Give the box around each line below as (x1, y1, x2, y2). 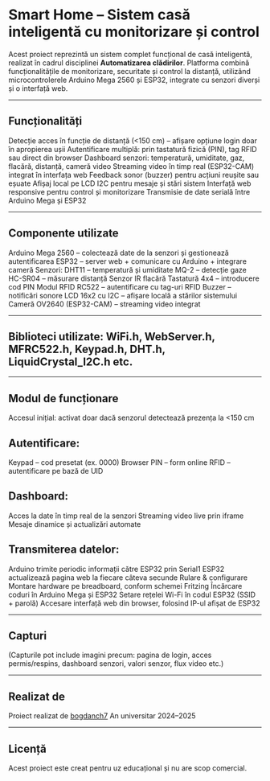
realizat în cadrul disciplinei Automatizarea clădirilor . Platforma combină (8, 58, 250, 68)
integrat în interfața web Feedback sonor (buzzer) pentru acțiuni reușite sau (8, 170, 260, 179)
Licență (8, 742, 47, 755)
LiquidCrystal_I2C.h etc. (8, 355, 133, 368)
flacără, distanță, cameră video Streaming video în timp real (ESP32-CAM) (8, 161, 255, 171)
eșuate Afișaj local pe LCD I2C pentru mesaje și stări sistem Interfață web (8, 179, 252, 188)
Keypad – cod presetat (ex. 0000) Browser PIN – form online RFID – (8, 458, 231, 467)
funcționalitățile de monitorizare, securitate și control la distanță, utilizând (8, 66, 252, 76)
